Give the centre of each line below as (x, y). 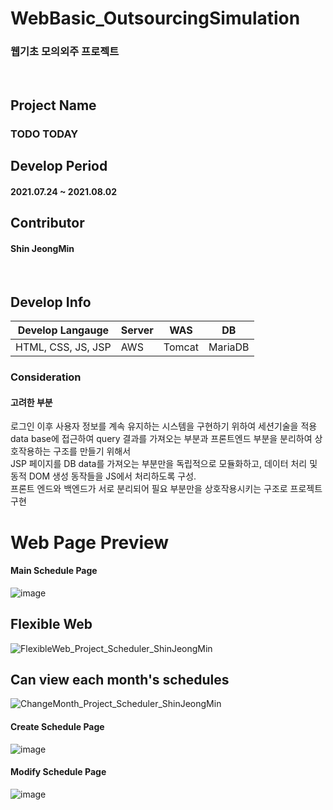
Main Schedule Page (54, 571)
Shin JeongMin (42, 248)
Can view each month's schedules (120, 679)
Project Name (53, 105)
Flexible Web (51, 624)
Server (137, 330)
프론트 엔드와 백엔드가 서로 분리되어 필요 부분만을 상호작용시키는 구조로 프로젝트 (166, 489)
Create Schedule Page (57, 726)
